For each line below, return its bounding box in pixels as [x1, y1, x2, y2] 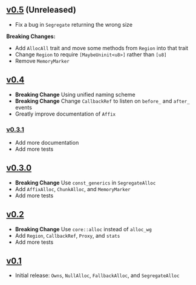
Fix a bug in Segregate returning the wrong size [15, 21, 133, 28]
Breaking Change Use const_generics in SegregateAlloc [15, 179, 156, 186]
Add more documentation [15, 139, 79, 146]
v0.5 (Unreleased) [6, 5, 77, 15]
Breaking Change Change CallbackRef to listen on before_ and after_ [15, 97, 190, 105]
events [15, 103, 32, 111]
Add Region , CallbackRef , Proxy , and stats [15, 232, 120, 239]
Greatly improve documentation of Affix [15, 110, 116, 117]
